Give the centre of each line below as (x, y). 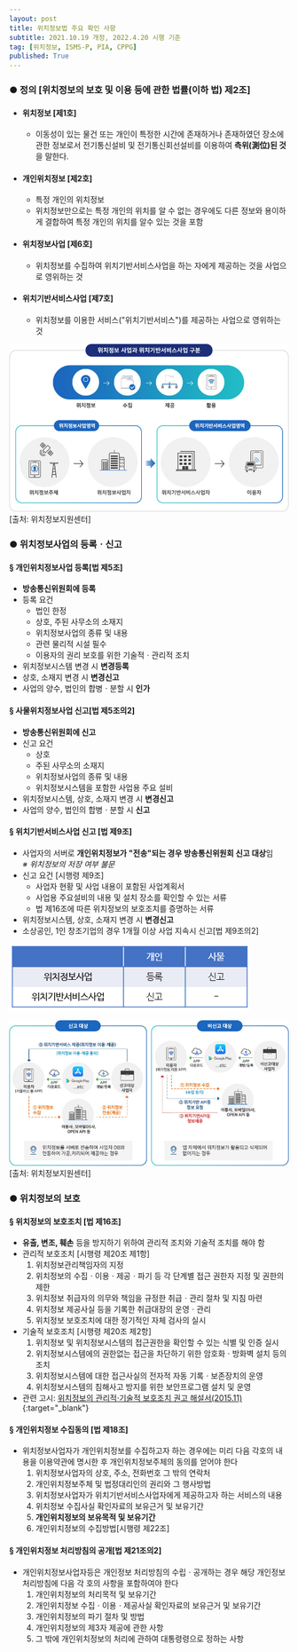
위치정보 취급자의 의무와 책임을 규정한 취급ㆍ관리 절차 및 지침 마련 (149, 1298)
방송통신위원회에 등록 (59, 589)
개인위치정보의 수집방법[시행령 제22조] (102, 1529)
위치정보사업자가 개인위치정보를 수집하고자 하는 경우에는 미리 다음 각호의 (148, 1450)
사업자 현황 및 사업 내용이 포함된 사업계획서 (110, 886)
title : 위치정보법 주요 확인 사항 (63, 28)
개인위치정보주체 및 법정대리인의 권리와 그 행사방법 (123, 1484)
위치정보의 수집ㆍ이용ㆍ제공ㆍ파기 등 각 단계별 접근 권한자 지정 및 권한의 (160, 1276)
